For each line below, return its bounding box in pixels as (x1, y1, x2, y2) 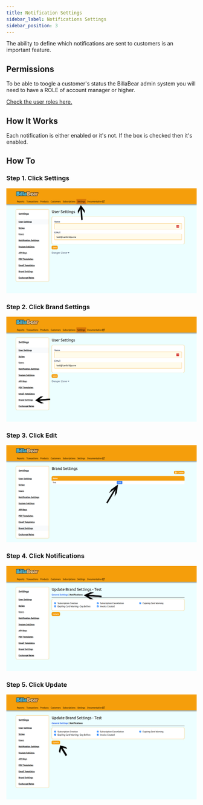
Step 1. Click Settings (6, 174, 69, 182)
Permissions (6, 64, 54, 74)
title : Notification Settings (6, 10, 83, 16)
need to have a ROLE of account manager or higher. (6, 87, 136, 94)
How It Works (6, 116, 59, 126)
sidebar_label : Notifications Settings (6, 16, 107, 22)
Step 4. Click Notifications (6, 552, 85, 560)
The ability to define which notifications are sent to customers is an (6, 40, 174, 47)
